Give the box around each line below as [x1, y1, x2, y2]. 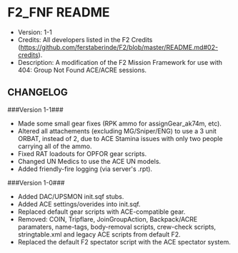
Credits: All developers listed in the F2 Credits [17, 35, 153, 43]
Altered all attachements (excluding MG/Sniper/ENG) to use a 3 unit [17, 126, 217, 135]
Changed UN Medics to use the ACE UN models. [17, 157, 162, 165]
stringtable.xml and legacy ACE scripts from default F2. [17, 229, 181, 239]
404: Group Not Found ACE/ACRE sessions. [17, 66, 147, 74]
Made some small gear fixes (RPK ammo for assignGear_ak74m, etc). [17, 119, 222, 128]
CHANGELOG [7, 86, 68, 98]
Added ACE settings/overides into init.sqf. [17, 200, 141, 208]
